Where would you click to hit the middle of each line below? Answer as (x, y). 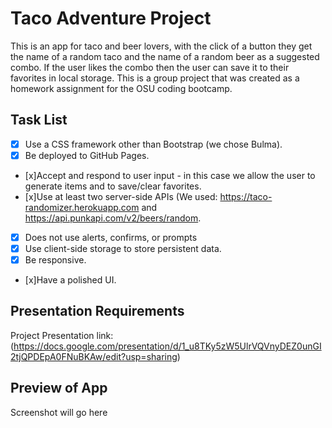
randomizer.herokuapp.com (82, 207)
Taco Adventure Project (111, 18)
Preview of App (59, 388)
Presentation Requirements (97, 311)
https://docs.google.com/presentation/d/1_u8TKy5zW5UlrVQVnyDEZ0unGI (167, 346)
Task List (39, 120)
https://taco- (246, 196)
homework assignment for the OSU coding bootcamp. (121, 88)
